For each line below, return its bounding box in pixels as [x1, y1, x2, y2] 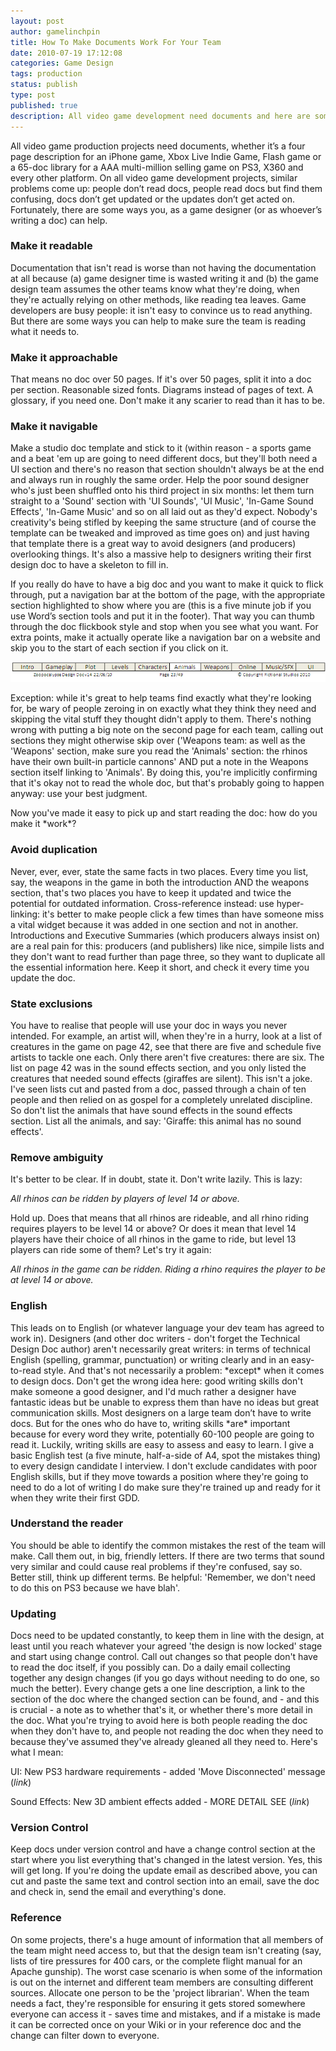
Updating [10, 1606, 57, 1620]
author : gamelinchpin [10, 26, 101, 37]
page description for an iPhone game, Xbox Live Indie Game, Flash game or [10, 150, 322, 162]
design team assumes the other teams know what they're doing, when [10, 283, 300, 295]
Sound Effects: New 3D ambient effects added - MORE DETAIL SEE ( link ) [10, 1796, 310, 1808]
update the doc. [10, 971, 76, 984]
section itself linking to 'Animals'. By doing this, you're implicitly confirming [10, 766, 318, 779]
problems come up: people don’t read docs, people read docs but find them [10, 182, 323, 194]
